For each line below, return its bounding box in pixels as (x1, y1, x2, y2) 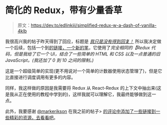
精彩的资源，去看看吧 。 (9, 114, 58, 120)
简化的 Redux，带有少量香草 (5, 5, 122, 16)
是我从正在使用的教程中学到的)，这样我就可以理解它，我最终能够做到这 (5, 91, 152, 97)
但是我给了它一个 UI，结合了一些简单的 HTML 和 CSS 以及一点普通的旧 (14, 51, 160, 57)
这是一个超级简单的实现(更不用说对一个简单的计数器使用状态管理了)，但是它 (5, 68, 162, 74)
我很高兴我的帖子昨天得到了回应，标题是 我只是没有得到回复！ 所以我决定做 (5, 38, 161, 44)
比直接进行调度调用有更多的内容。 (5, 74, 76, 80)
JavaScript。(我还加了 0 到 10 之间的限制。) (5, 57, 94, 63)
